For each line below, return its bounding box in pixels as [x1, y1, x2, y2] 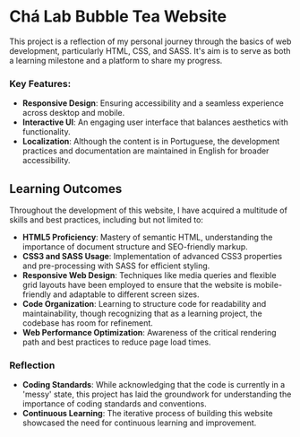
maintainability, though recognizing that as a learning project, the [21, 308, 262, 319]
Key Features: [9, 77, 72, 90]
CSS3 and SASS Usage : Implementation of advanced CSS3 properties [21, 251, 283, 262]
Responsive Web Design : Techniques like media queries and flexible [21, 270, 277, 281]
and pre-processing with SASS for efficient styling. [21, 260, 210, 271]
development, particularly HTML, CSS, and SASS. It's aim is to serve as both [9, 45, 291, 56]
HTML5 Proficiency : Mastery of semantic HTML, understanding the [21, 232, 273, 243]
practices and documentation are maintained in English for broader [21, 145, 270, 156]
